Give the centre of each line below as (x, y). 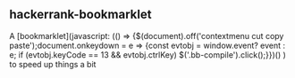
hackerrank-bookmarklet (80, 15)
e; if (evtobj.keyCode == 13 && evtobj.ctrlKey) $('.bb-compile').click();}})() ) (147, 55)
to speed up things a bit (53, 64)
